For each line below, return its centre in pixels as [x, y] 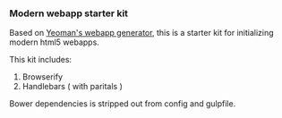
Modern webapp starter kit [68, 13]
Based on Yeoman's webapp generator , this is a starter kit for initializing [142, 33]
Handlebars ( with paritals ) [73, 87]
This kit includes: [41, 60]
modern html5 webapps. [55, 42]
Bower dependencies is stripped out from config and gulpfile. [123, 104]
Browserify [42, 77]
